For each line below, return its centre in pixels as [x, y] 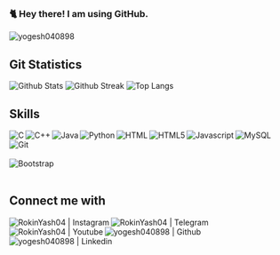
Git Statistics [46, 64]
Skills [24, 114]
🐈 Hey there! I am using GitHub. [79, 13]
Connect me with [58, 201]
